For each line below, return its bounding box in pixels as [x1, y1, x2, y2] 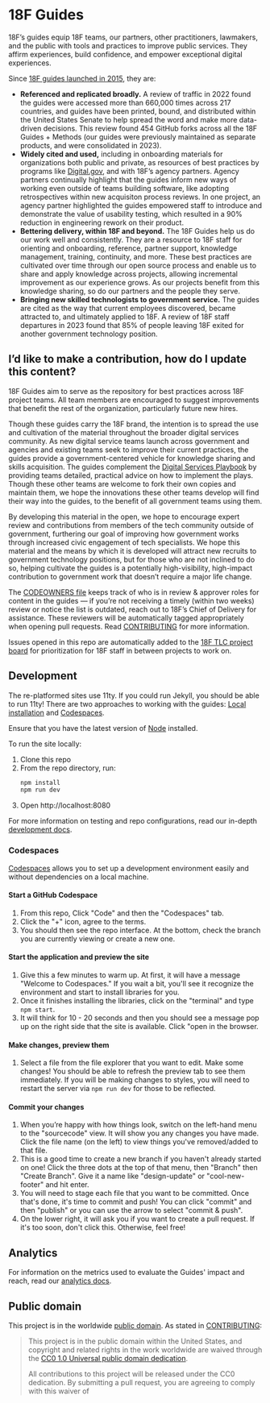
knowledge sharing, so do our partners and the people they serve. [19, 286, 240, 296]
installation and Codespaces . [8, 708, 105, 717]
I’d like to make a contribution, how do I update [8, 352, 247, 366]
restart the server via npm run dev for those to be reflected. [19, 1084, 216, 1094]
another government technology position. [19, 329, 159, 338]
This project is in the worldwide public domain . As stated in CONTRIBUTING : [8, 1321, 263, 1330]
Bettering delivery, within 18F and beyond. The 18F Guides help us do [19, 226, 255, 235]
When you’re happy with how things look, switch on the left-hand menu [19, 1120, 258, 1130]
